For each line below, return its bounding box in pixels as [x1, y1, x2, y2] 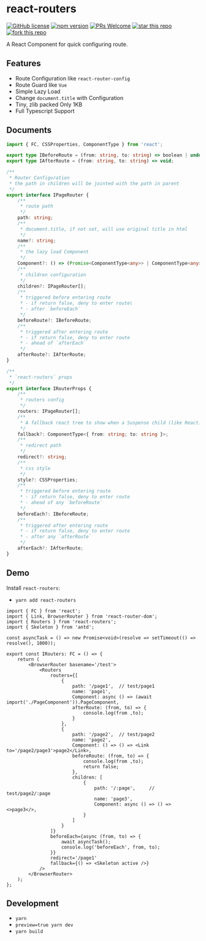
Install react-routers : [6, 584, 60, 591]
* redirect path [20, 442, 62, 449]
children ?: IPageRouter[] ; [17, 283, 86, 290]
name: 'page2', [72, 737, 112, 743]
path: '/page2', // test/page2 [72, 731, 155, 737]
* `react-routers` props [9, 374, 72, 380]
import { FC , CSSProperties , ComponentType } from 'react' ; [6, 141, 164, 147]
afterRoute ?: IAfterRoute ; [17, 351, 86, 358]
